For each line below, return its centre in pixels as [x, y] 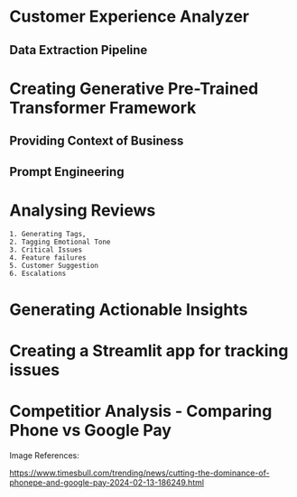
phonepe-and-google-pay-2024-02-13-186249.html [107, 482]
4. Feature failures [48, 258]
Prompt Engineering [67, 172]
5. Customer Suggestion [54, 266]
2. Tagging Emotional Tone [60, 242]
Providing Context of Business [97, 141]
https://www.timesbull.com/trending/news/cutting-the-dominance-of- [139, 473]
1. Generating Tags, [48, 235]
